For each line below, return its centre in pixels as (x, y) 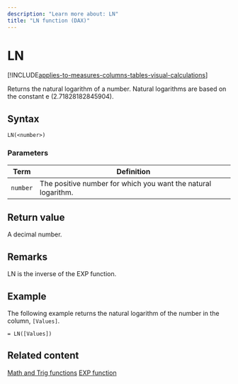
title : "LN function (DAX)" (49, 21)
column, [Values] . (34, 321)
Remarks (28, 257)
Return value (36, 217)
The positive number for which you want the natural (126, 183)
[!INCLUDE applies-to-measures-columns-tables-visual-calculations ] (108, 75)
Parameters (28, 153)
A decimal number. (35, 234)
